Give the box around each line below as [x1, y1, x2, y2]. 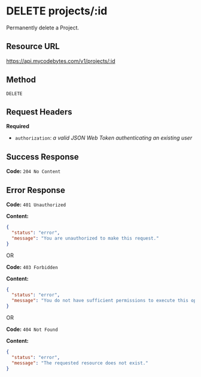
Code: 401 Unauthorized [6, 201, 66, 208]
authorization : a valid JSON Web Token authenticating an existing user [14, 134, 193, 141]
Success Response [6, 152, 79, 162]
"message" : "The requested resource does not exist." [11, 360, 148, 366]
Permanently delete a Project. [6, 24, 80, 31]
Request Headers [6, 107, 72, 117]
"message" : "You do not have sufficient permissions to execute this [11, 298, 188, 304]
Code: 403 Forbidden [6, 263, 58, 270]
